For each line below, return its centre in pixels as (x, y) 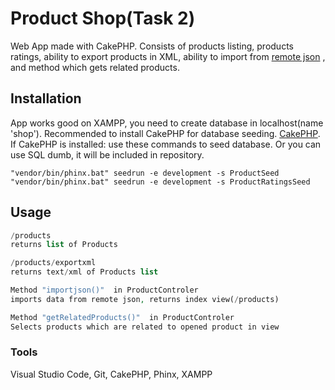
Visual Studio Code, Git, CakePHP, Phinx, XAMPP (111, 374)
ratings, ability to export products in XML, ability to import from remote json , (168, 56)
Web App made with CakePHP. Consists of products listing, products (152, 46)
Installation (46, 98)
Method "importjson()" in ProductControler (104, 290)
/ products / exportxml (53, 263)
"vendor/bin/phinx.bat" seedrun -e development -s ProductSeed (145, 173)
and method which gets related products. (95, 67)
